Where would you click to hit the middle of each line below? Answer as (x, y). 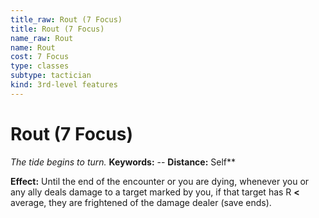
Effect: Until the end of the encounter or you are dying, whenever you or (160, 181)
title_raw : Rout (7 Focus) (66, 19)
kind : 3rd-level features (64, 85)
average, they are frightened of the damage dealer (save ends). (141, 202)
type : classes (40, 66)
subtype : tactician (51, 76)
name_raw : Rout (42, 38)
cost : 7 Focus (40, 57)
